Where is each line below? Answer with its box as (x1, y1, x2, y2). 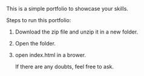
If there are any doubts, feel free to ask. (15, 63, 114, 70)
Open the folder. (15, 40, 56, 47)
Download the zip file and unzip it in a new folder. (15, 28, 139, 35)
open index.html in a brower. (15, 51, 87, 59)
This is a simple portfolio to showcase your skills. (6, 5, 129, 12)
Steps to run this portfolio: (6, 17, 71, 23)
